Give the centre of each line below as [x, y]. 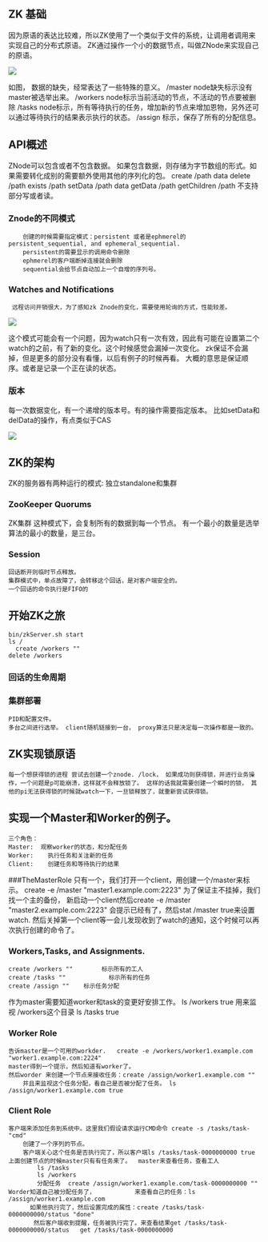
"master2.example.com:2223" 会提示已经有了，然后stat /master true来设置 [132, 909]
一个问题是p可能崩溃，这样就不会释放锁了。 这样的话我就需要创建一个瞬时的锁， [134, 783]
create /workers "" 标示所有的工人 [76, 969]
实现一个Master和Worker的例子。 [93, 818]
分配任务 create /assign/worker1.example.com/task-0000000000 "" [148, 1184]
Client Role [30, 1111]
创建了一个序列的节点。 [56, 1144]
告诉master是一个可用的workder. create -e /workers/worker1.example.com [131, 1051]
